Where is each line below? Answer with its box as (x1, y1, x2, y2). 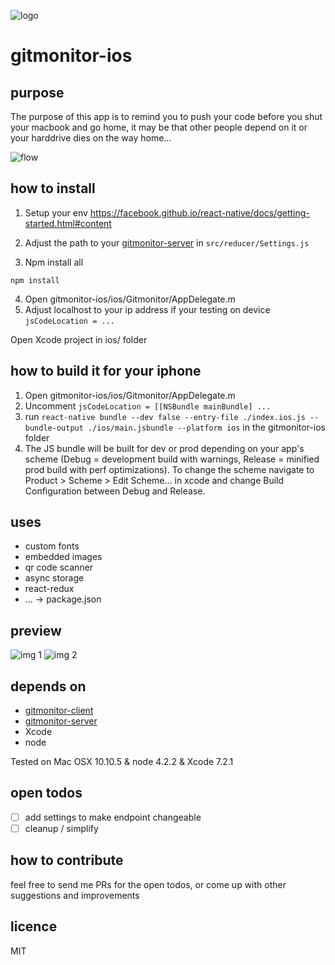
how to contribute (10, 852, 124, 869)
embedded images (24, 551, 103, 563)
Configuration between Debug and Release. (24, 485, 206, 497)
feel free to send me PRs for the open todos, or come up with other (10, 878, 287, 890)
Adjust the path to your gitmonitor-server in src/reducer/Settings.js (24, 236, 310, 249)
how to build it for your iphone (10, 363, 202, 380)
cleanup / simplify (24, 822, 99, 834)
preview (10, 622, 62, 639)
